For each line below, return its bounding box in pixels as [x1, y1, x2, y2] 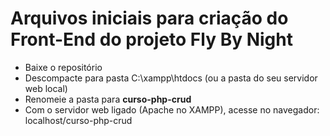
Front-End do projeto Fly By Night [10, 28, 293, 51]
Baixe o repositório [24, 61, 103, 73]
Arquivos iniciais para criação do [10, 7, 289, 30]
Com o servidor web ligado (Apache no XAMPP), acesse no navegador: [24, 103, 320, 116]
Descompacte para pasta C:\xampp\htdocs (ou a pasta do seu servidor [24, 72, 318, 84]
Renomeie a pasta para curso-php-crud [24, 93, 192, 105]
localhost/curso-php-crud [24, 114, 133, 126]
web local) [24, 82, 68, 94]
